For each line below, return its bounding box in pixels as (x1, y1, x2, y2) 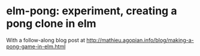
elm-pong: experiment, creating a (6, 4, 177, 18)
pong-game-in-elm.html (6, 43, 66, 50)
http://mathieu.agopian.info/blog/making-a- (86, 36, 194, 43)
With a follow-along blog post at (6, 36, 86, 43)
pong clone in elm (6, 17, 97, 30)
